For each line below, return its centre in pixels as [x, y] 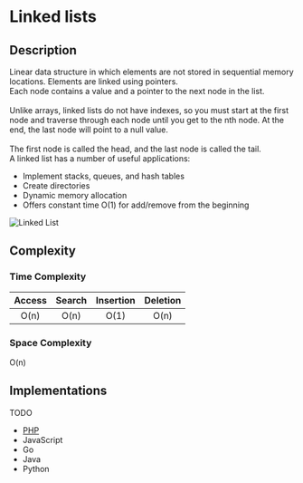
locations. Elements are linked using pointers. [94, 82]
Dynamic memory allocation [75, 195]
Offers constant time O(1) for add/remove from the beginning [136, 205]
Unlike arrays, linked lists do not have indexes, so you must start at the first [149, 110]
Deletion [163, 300]
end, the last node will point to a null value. [89, 130]
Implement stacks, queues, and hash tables [104, 176]
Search [71, 300]
